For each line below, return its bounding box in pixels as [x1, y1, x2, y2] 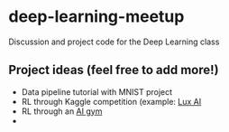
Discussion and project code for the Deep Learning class [8, 36, 220, 47]
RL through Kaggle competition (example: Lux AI [21, 96, 202, 107]
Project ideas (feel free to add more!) [8, 62, 219, 78]
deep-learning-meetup [8, 6, 185, 27]
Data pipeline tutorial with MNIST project [21, 86, 173, 97]
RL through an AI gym [21, 106, 103, 117]
